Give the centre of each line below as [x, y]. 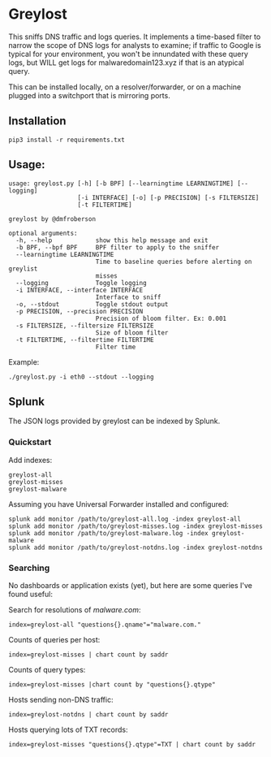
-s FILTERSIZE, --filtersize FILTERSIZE [85, 326]
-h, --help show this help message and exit [112, 240]
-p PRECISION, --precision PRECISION [80, 311]
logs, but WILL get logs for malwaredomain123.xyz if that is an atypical [127, 63]
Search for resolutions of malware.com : [75, 609]
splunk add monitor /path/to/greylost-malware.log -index [108, 533]
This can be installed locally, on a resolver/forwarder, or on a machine [125, 87]
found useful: [30, 594]
